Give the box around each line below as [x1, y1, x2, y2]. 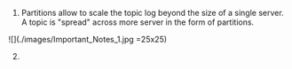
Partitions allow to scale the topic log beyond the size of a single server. [20, 8, 285, 18]
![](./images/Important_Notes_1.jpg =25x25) [8, 34, 168, 44]
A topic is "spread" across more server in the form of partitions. [20, 17, 255, 27]
